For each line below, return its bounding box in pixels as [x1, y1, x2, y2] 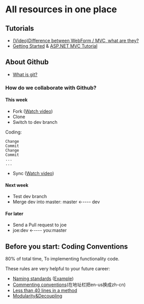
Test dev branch [12, 193, 47, 200]
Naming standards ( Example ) [12, 275, 74, 282]
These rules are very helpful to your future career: [5, 266, 110, 272]
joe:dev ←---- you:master [12, 227, 67, 233]
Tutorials [5, 24, 34, 33]
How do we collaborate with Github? [5, 84, 97, 91]
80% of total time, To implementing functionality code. [5, 256, 120, 262]
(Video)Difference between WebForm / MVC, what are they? [12, 37, 139, 44]
